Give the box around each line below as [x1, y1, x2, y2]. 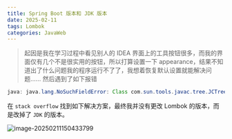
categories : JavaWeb [7, 29, 67, 36]
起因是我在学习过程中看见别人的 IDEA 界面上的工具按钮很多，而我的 [23, 49, 217, 57]
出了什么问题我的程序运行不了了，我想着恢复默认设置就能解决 [30, 66, 206, 74]
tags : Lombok [7, 23, 45, 30]
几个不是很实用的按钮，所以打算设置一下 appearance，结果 [42, 58, 212, 66]
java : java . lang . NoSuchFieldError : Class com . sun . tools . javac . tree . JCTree [7, 89, 227, 96]
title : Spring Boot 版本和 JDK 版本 [7, 10, 108, 17]
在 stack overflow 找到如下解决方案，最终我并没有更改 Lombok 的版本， [7, 102, 214, 110]
